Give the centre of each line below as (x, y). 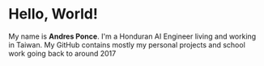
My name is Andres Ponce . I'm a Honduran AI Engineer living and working (132, 36)
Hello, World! (53, 14)
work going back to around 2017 (62, 53)
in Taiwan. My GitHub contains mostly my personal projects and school (127, 44)
